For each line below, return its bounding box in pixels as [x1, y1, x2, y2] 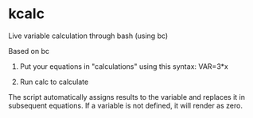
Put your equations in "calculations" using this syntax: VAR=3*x [19, 61, 228, 71]
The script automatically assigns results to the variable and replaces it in [8, 92, 245, 101]
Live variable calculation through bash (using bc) [8, 31, 169, 40]
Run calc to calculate [19, 77, 89, 86]
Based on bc [8, 46, 50, 55]
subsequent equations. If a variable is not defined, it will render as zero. [8, 101, 243, 110]
